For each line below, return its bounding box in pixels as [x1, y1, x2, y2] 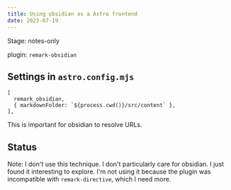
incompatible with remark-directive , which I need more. [7, 175, 171, 184]
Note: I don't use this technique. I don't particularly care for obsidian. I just [7, 160, 225, 169]
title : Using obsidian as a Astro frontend [7, 10, 138, 18]
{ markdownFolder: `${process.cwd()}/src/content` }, [13, 102, 176, 109]
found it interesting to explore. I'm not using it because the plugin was [7, 167, 211, 176]
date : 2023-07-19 [7, 17, 59, 24]
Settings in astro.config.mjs [7, 70, 135, 82]
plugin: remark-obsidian [7, 50, 77, 59]
